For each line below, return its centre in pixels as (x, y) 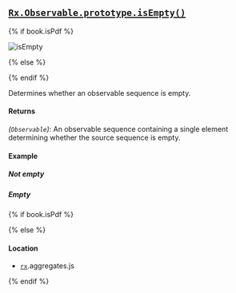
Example (23, 156)
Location (23, 248)
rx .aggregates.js (47, 266)
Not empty (26, 174)
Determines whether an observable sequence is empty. (100, 93)
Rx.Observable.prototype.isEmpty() (97, 13)
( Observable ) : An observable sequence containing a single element (118, 129)
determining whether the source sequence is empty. (95, 138)
